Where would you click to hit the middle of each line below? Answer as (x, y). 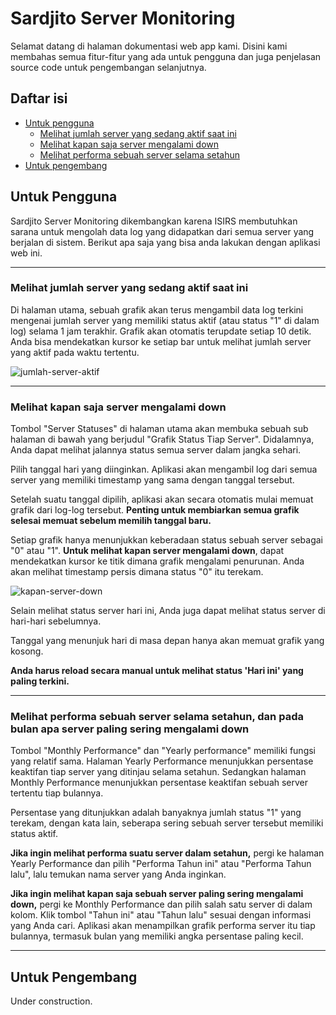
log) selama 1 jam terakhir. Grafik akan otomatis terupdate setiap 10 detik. (161, 331)
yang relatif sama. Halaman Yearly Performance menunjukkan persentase (162, 761)
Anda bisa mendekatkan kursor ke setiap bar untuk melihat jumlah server (161, 341)
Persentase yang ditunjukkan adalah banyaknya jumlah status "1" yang (156, 813)
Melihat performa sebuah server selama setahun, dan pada (157, 717)
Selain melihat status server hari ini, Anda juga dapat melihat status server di (168, 611)
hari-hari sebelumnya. (56, 621)
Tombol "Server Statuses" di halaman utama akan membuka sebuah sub (159, 429)
